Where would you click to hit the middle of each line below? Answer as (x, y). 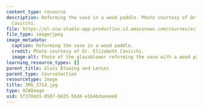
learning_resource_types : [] (43, 62)
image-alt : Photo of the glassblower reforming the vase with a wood (101, 57)
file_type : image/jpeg (35, 35)
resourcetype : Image (32, 79)
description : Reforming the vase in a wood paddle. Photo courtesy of (97, 18)
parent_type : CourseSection (42, 74)
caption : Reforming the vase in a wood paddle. (73, 46)
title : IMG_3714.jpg (32, 85)
